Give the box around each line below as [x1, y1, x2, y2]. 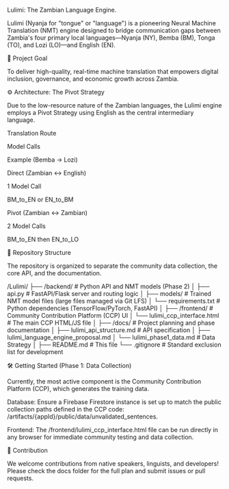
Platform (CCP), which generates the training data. [7, 385, 149, 392]
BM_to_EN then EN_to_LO [7, 236, 79, 243]
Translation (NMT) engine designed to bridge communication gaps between [7, 27, 221, 34]
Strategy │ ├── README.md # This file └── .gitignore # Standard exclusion [7, 340, 221, 349]
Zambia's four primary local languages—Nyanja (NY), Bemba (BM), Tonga [7, 34, 215, 42]
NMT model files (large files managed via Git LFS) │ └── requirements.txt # [7, 297, 221, 305]
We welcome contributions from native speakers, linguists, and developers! [7, 460, 219, 468]
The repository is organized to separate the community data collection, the [7, 262, 217, 270]
